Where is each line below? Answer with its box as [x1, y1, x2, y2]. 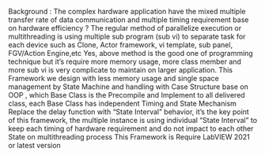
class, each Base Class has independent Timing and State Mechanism [8, 98, 237, 108]
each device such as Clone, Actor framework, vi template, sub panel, [8, 40, 233, 50]
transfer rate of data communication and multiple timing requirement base [8, 15, 249, 24]
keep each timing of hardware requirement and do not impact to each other [8, 124, 254, 133]
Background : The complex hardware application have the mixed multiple [8, 7, 246, 16]
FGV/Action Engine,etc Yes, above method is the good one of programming [8, 49, 253, 58]
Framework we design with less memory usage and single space [8, 74, 219, 83]
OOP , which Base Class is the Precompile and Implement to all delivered [8, 91, 245, 99]
